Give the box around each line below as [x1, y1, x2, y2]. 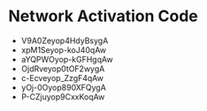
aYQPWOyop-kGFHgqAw [20, 54, 113, 64]
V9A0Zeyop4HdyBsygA [20, 35, 109, 46]
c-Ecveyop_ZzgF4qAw [20, 72, 103, 83]
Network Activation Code [8, 6, 198, 26]
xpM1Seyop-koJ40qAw [20, 44, 107, 55]
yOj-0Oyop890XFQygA [20, 82, 107, 92]
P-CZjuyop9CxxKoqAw [20, 91, 105, 102]
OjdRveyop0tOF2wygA [20, 63, 105, 74]
